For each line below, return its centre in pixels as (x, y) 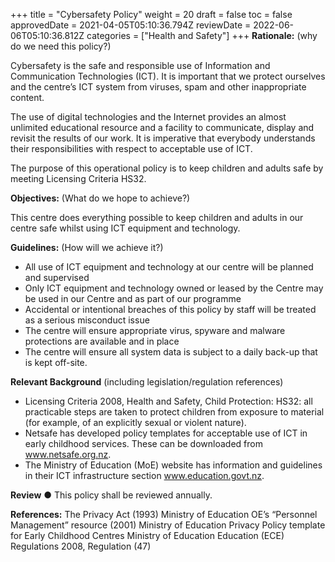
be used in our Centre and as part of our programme (133, 298)
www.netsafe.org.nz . (68, 454)
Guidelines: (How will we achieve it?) (87, 247)
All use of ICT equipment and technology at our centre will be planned (169, 267)
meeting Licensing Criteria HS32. (78, 178)
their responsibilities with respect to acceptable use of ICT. (131, 148)
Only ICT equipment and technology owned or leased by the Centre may (174, 288)
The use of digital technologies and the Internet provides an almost (148, 117)
